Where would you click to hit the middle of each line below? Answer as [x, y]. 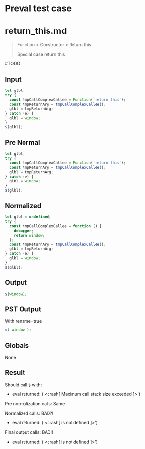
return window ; [29, 235]
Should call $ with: [24, 385]
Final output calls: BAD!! [29, 432]
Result [15, 373]
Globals [17, 345]
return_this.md [36, 31]
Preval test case [38, 9]
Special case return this [41, 54]
